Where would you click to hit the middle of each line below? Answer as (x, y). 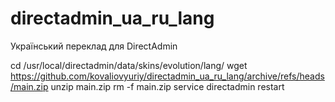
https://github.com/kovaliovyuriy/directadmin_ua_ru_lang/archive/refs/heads (167, 76)
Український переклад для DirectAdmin (94, 46)
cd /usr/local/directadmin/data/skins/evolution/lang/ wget (129, 65)
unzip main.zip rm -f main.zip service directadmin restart (167, 86)
